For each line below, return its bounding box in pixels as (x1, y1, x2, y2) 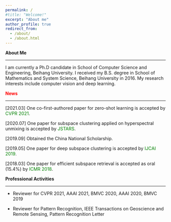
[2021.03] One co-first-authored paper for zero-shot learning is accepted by (5, 105, 166, 111)
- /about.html (10, 36, 40, 41)
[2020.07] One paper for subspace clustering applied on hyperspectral (5, 120, 154, 126)
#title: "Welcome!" (5, 12, 47, 17)
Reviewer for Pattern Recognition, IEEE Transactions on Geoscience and (12, 205, 164, 211)
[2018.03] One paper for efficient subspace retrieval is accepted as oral (5, 161, 155, 167)
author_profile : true (5, 21, 51, 27)
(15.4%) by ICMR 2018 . (5, 166, 53, 172)
